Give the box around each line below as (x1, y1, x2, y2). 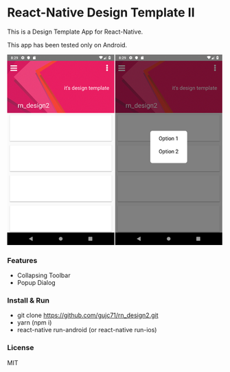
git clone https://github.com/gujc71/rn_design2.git (16, 311, 159, 320)
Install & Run (7, 296, 50, 305)
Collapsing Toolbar (16, 271, 71, 279)
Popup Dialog (16, 279, 56, 287)
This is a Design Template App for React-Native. (7, 27, 143, 36)
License (7, 343, 34, 353)
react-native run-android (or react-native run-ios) (16, 326, 157, 334)
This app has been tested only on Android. (7, 40, 128, 49)
